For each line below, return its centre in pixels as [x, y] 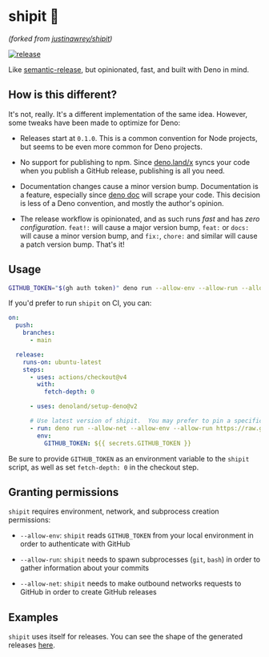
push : [25, 325]
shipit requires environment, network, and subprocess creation [114, 511]
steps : [34, 369]
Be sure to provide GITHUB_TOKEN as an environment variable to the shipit [129, 458]
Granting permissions [64, 492]
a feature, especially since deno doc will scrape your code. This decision [140, 195]
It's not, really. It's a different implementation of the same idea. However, [128, 114]
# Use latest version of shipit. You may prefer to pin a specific [146, 421]
